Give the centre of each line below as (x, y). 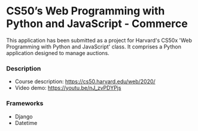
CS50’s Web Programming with (86, 11)
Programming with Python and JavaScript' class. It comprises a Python (94, 47)
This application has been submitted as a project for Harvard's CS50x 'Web (99, 40)
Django (24, 116)
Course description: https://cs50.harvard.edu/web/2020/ (85, 81)
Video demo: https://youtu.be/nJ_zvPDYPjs (68, 88)
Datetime (26, 123)
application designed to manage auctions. (58, 53)
